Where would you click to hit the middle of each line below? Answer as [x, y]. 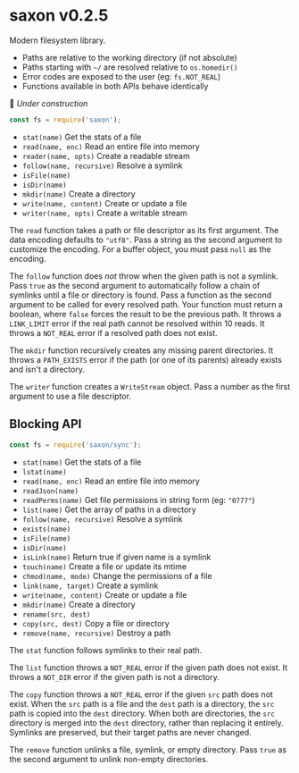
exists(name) [46, 529]
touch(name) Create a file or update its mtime [104, 566]
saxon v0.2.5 [59, 16]
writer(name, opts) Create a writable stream [104, 213]
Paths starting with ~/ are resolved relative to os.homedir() [130, 67]
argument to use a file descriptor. [71, 396]
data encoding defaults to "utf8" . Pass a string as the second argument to [146, 239]
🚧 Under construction [49, 103]
